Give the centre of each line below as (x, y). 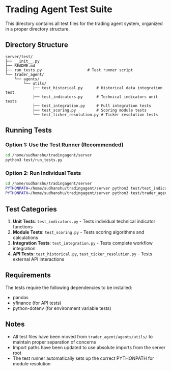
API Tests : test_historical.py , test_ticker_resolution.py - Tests (82, 254)
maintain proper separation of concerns (54, 342)
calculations (25, 237)
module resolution (32, 363)
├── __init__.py (22, 61)
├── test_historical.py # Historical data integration (97, 88)
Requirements (28, 275)
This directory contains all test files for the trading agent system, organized (84, 23)
